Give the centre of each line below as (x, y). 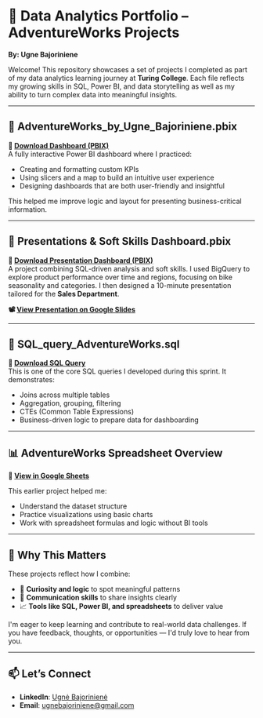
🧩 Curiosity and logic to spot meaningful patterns (100, 589)
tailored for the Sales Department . (64, 293)
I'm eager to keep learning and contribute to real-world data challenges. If (127, 624)
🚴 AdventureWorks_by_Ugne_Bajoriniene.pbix (122, 127)
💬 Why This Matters (57, 555)
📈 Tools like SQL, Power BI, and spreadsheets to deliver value (121, 606)
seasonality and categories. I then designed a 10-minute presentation (120, 285)
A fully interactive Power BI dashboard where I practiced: (100, 154)
